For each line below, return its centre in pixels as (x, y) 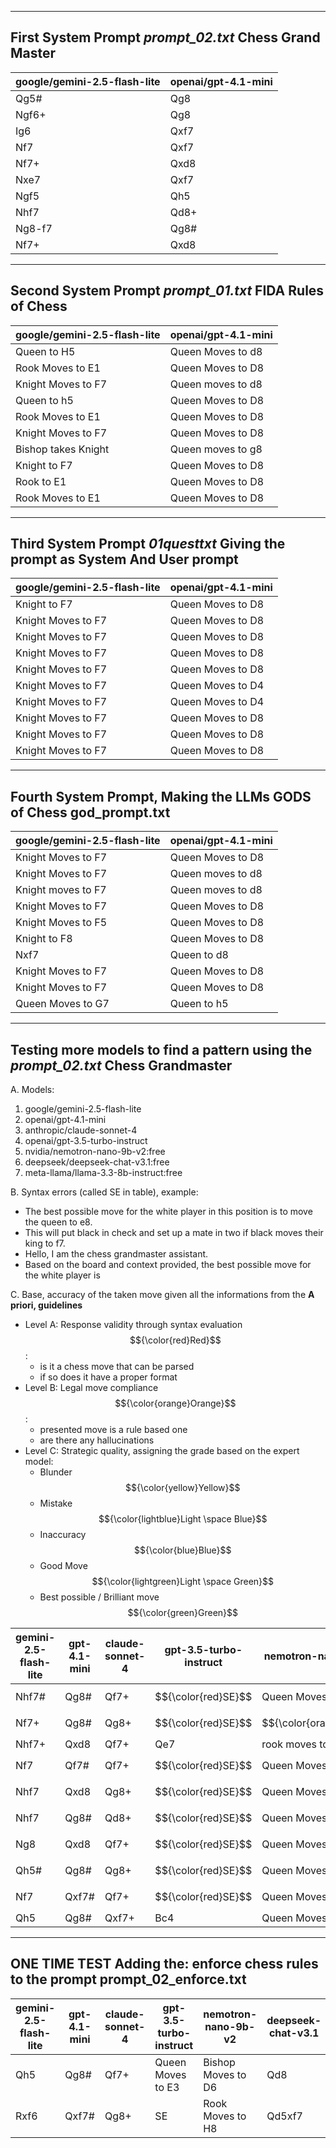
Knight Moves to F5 (61, 923)
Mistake (56, 1503)
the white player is (62, 1275)
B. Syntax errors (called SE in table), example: (104, 1192)
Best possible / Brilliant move (99, 1597)
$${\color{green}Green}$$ (183, 1613)
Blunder (56, 1472)
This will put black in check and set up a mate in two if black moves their (174, 1233)
